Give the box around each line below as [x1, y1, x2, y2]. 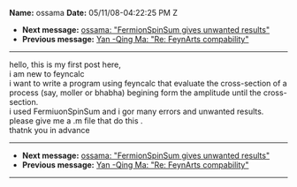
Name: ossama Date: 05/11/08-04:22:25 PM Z [9, 8, 179, 18]
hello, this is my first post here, [9, 59, 122, 70]
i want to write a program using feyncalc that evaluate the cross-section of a [9, 79, 287, 88]
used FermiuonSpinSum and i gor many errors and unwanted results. [12, 106, 264, 116]
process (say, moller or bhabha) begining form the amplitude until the [9, 87, 262, 98]
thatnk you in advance [9, 125, 90, 135]
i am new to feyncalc [9, 69, 85, 79]
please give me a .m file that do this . [9, 116, 143, 126]
